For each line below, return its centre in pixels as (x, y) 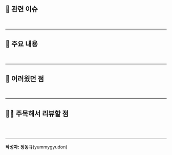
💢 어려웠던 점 (25, 79)
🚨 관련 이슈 (22, 9)
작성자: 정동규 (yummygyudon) (36, 147)
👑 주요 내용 (22, 44)
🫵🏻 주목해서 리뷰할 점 (37, 113)
